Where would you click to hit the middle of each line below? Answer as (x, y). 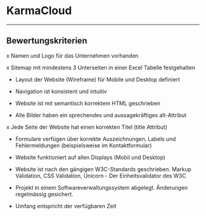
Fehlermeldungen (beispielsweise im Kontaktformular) (83, 145)
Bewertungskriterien (47, 41)
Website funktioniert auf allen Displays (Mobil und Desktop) (90, 157)
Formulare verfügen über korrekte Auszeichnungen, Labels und (95, 139)
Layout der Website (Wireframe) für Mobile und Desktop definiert (97, 79)
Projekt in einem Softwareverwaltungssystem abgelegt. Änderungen (101, 187)
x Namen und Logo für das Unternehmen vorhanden (73, 55)
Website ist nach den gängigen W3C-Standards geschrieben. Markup (103, 169)
